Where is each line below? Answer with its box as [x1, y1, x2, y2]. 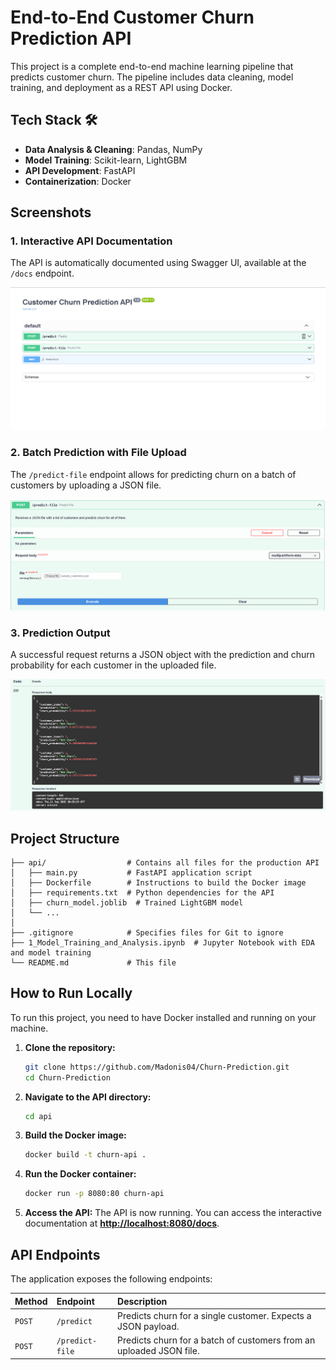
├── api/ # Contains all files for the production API [10, 858, 320, 868]
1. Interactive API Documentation [10, 234, 173, 248]
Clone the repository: [24, 1041, 116, 1053]
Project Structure [10, 830, 120, 847]
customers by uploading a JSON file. [10, 479, 162, 491]
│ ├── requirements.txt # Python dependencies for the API [10, 888, 275, 898]
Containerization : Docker [24, 175, 132, 187]
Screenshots [10, 204, 92, 221]
